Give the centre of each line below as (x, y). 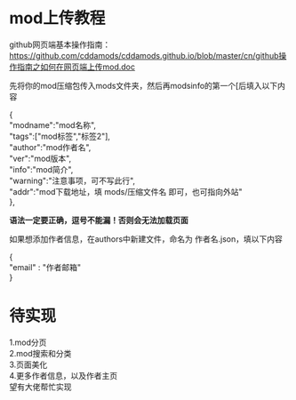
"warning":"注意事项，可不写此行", (72, 180)
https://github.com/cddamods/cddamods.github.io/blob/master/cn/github (144, 55)
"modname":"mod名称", (52, 124)
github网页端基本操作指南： (60, 44)
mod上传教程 (57, 18)
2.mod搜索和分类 (40, 353)
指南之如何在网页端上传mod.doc (76, 67)
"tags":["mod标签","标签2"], (60, 136)
